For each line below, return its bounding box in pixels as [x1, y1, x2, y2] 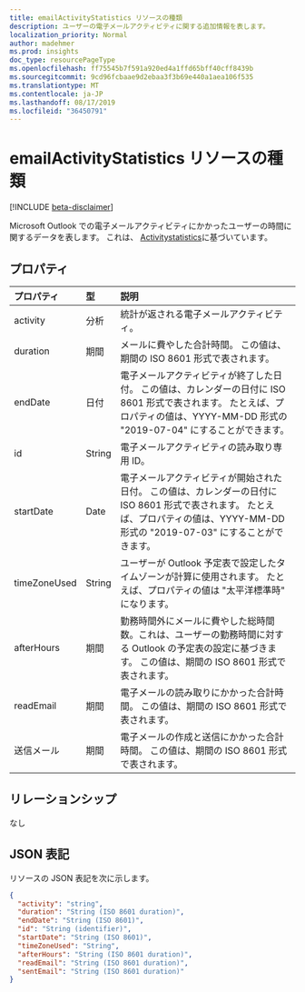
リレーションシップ [9, 792, 117, 807]
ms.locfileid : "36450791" [9, 106, 107, 115]
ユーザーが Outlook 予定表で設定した [120, 556, 277, 569]
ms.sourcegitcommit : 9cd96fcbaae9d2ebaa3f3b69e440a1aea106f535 [9, 73, 254, 82]
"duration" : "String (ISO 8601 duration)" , [17, 907, 184, 917]
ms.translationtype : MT [9, 81, 100, 90]
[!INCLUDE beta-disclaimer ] [9, 202, 113, 213]
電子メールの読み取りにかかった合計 [120, 686, 275, 698]
